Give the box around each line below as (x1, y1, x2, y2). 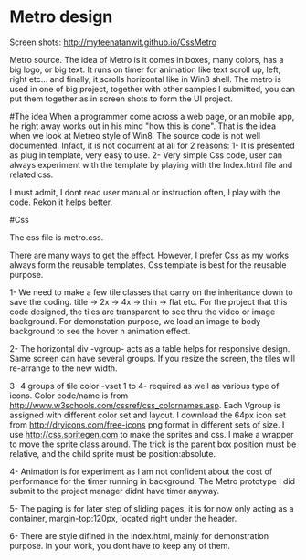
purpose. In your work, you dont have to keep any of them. (9, 540, 231, 551)
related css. (9, 169, 54, 180)
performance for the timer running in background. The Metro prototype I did (9, 475, 295, 486)
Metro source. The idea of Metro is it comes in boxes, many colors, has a (9, 54, 284, 65)
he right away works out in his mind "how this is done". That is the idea (9, 121, 277, 132)
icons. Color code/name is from (9, 390, 129, 401)
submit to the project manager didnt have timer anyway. (9, 485, 220, 496)
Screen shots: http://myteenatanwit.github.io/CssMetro (9, 37, 217, 48)
